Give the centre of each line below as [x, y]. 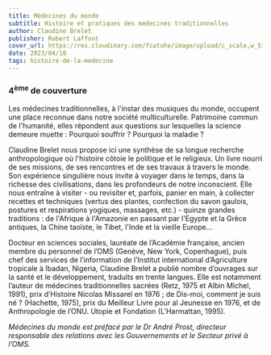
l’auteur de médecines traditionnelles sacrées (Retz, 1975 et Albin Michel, [130, 285]
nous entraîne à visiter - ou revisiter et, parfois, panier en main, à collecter [131, 192]
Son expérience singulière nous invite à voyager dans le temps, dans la [126, 175]
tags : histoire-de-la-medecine [61, 61]
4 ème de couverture [48, 90]
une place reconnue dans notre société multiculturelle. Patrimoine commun [133, 117]
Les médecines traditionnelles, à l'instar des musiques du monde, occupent [134, 108]
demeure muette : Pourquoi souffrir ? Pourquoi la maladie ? [106, 134]
